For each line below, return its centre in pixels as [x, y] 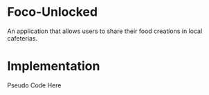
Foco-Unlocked [53, 12]
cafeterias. [22, 38]
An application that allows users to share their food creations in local [105, 31]
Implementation [54, 66]
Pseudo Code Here [34, 85]
